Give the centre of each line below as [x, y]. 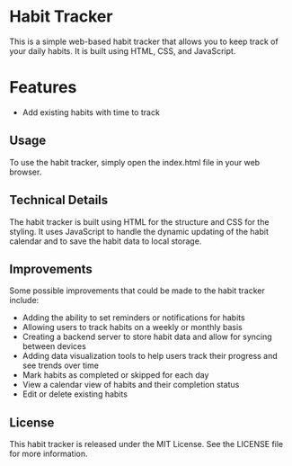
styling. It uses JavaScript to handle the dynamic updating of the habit [139, 231]
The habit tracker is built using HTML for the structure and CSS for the [139, 221]
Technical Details [59, 200]
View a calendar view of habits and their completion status [131, 385]
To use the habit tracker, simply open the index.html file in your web [135, 162]
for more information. [49, 454]
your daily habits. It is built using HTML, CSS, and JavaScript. [123, 50]
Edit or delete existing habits [75, 394]
